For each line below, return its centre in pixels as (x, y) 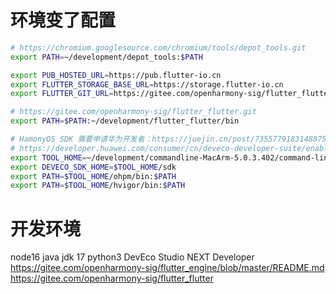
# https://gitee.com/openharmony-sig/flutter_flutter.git (133, 112)
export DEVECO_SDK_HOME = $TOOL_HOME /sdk (93, 167)
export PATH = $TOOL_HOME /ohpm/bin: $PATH (93, 176)
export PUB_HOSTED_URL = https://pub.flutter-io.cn (116, 75)
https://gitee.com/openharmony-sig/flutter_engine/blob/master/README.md (167, 268)
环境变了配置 (63, 20)
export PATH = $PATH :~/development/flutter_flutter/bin (125, 121)
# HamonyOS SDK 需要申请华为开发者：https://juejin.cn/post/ (132, 139)
